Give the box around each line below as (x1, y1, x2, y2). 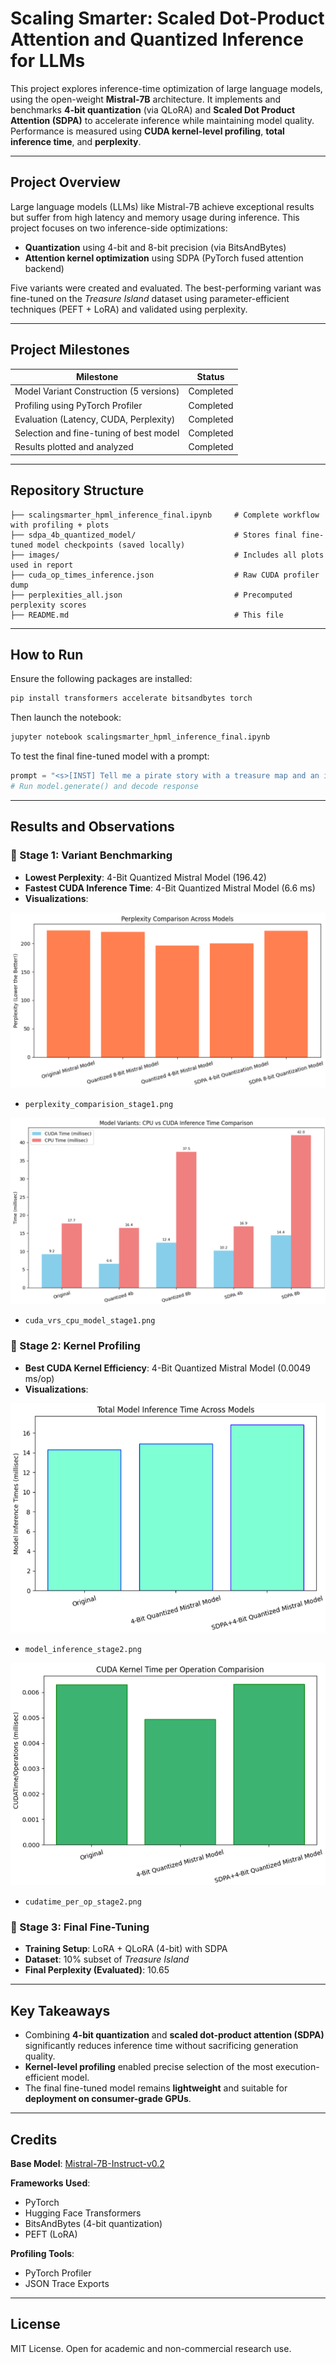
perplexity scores (10, 600, 87, 610)
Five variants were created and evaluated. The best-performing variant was (10, 282, 322, 294)
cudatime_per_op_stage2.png (24, 1897, 142, 1907)
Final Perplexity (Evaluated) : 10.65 (24, 1964, 170, 1976)
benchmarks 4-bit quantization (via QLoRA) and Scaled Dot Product (10, 103, 296, 116)
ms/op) (24, 1372, 55, 1384)
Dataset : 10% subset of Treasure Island (24, 1953, 190, 1966)
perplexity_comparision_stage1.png (24, 1100, 174, 1110)
